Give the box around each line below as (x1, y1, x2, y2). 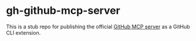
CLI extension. (6, 29, 41, 36)
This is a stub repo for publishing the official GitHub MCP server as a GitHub (6, 23, 191, 30)
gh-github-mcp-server (6, 4, 120, 17)
